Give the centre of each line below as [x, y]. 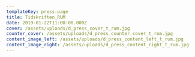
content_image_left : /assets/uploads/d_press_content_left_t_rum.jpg [95, 39]
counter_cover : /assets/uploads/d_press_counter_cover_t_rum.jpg [89, 34]
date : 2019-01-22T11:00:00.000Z [46, 23]
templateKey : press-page [37, 12]
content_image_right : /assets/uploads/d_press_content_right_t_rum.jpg [97, 45]
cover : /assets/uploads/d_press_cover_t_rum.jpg [68, 28]
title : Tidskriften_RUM [36, 17]
